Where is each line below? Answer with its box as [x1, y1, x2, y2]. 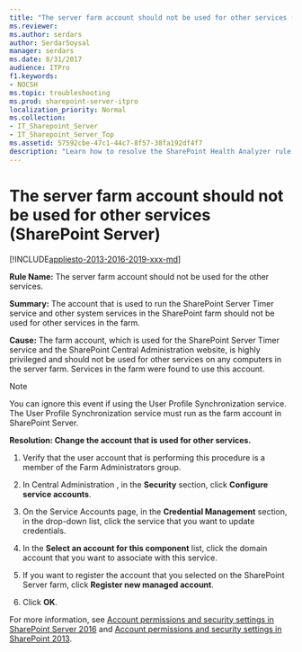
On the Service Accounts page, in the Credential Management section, [22, 505, 288, 517]
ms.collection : [9, 113, 67, 122]
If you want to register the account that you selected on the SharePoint [22, 569, 285, 580]
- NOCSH [9, 80, 39, 89]
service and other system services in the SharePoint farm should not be [9, 308, 275, 318]
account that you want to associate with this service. [22, 552, 218, 563]
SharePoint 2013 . [9, 633, 73, 644]
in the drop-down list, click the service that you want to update [22, 515, 255, 526]
